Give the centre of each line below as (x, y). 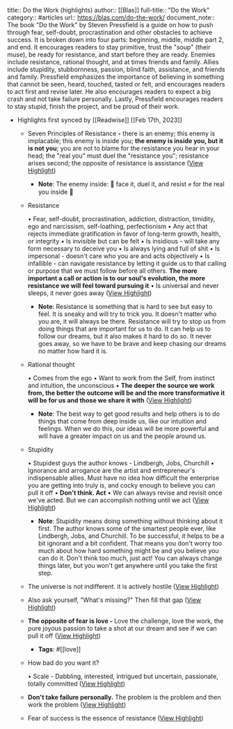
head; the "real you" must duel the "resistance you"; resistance (118, 156)
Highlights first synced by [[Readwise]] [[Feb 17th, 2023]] (99, 120)
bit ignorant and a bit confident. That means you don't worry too (130, 543)
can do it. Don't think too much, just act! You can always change (130, 558)
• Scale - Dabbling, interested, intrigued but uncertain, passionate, (123, 676)
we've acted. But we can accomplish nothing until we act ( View (118, 500)
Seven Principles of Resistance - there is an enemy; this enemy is (121, 133)
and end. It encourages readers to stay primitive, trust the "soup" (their (109, 47)
